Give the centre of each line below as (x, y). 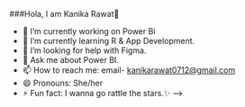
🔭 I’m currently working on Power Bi (89, 31)
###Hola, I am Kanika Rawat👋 (64, 14)
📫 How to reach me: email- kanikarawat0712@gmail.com (129, 70)
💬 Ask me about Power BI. (71, 60)
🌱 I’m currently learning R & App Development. (109, 41)
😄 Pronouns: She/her (63, 83)
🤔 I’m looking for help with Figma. (84, 50)
